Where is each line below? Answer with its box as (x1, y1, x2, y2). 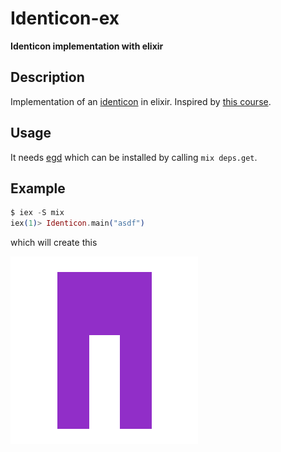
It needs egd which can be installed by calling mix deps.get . (10, 151, 258, 163)
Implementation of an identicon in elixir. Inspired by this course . (10, 95, 272, 107)
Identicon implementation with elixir (10, 40, 164, 52)
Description (10, 69, 85, 86)
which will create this (10, 237, 98, 249)
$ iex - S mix (10, 208, 65, 218)
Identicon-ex (10, 7, 120, 30)
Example (10, 180, 66, 197)
